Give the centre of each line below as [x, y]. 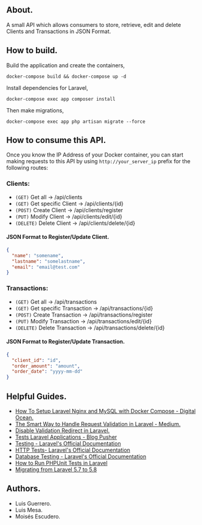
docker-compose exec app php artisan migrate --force [76, 122]
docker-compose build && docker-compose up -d [66, 76]
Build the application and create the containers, [66, 65]
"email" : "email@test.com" [46, 267]
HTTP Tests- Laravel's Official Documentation [73, 450]
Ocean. [24, 417]
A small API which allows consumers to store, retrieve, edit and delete [94, 24]
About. [20, 10]
